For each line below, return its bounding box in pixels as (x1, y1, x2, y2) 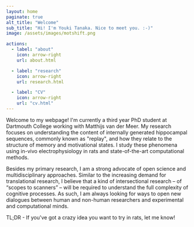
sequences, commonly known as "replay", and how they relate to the (6, 135, 172, 142)
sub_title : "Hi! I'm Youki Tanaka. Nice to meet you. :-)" (6, 25, 154, 31)
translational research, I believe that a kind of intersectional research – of (6, 177, 182, 185)
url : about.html (16, 57, 57, 63)
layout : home (6, 8, 38, 15)
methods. (6, 154, 29, 161)
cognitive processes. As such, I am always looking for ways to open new (6, 190, 182, 197)
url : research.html (16, 79, 64, 85)
